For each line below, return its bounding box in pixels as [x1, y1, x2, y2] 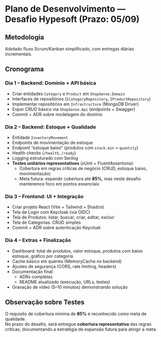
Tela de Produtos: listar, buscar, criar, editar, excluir [12, 215, 115, 220]
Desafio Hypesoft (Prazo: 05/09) [5, 14, 140, 25]
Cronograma [5, 65, 44, 73]
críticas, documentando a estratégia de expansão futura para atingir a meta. [5, 326, 157, 332]
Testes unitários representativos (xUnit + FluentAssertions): [12, 160, 134, 166]
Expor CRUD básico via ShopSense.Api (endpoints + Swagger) [12, 106, 136, 112]
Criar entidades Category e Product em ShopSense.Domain [12, 91, 125, 97]
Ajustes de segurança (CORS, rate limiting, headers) [12, 263, 116, 269]
